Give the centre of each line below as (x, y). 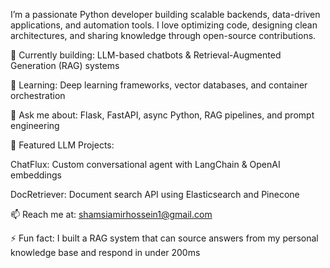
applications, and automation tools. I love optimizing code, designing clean (164, 25)
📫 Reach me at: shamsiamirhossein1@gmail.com (111, 214)
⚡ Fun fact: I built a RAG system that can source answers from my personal (164, 238)
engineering (35, 125)
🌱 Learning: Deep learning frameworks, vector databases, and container (159, 85)
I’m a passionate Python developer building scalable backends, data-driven (165, 14)
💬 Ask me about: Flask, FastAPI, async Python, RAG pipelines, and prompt (162, 115)
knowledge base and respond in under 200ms (105, 252)
